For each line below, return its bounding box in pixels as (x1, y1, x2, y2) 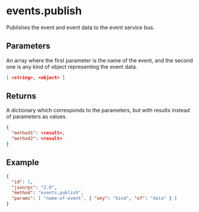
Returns (6, 91, 37, 102)
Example (6, 157, 39, 167)
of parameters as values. (6, 113, 67, 120)
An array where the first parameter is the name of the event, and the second (6, 56, 194, 64)
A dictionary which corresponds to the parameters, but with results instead (6, 107, 190, 114)
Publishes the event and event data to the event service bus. (6, 24, 155, 31)
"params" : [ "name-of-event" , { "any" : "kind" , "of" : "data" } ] (11, 195, 178, 201)
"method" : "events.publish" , (11, 190, 84, 196)
